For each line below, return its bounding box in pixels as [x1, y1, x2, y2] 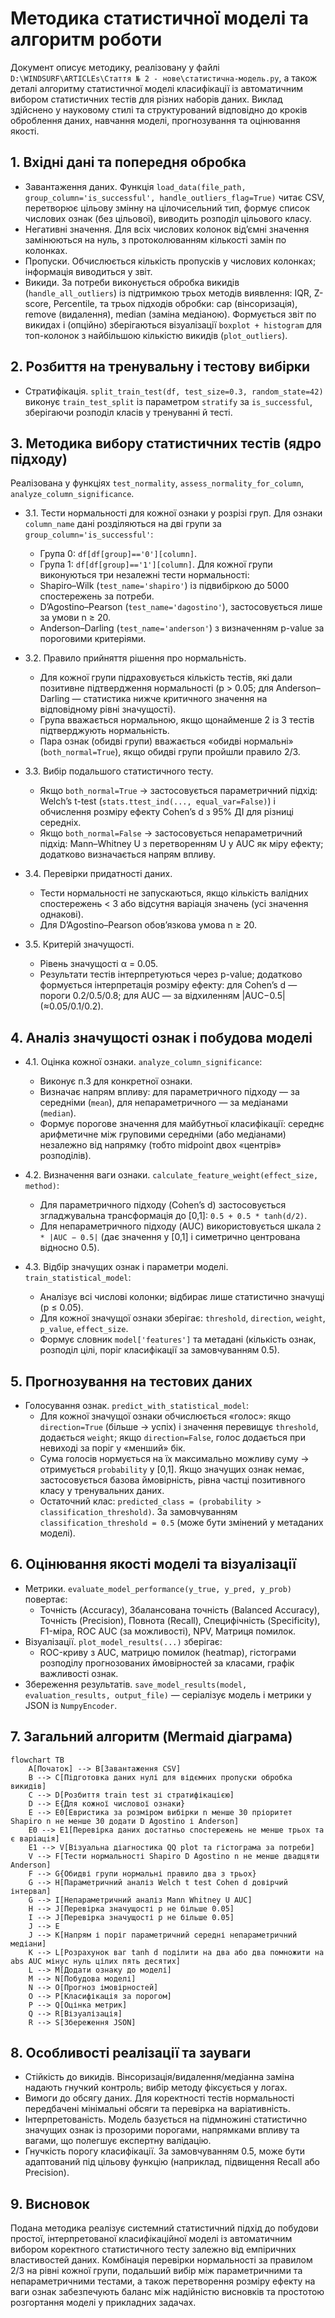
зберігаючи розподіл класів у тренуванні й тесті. [24, 406, 233, 418]
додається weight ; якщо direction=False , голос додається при [39, 1432, 306, 1443]
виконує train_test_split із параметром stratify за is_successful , [24, 395, 313, 407]
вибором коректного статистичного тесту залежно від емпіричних [10, 2243, 297, 2256]
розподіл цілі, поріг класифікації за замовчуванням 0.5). [39, 1344, 280, 1356]
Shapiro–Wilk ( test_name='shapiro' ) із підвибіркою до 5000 [39, 580, 290, 592]
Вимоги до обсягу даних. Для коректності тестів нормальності [24, 2092, 295, 2104]
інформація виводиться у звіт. [24, 265, 153, 277]
